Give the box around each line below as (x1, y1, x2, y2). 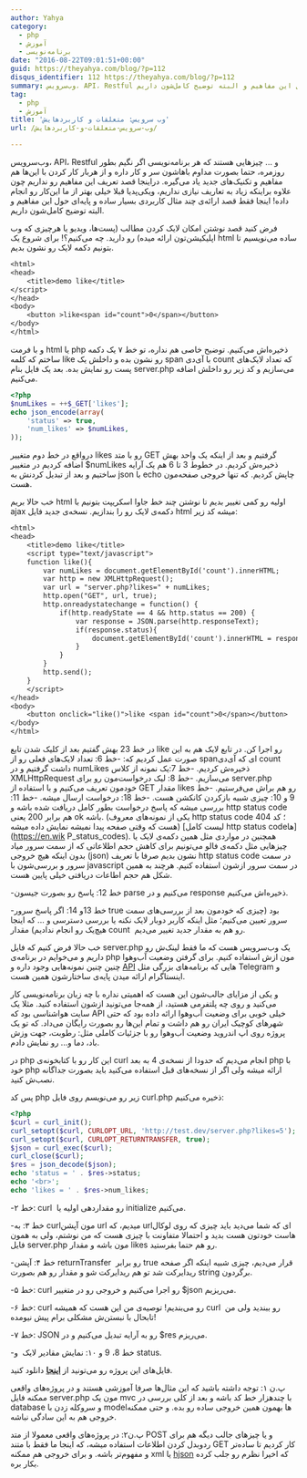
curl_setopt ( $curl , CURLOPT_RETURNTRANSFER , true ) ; (10, 1134, 210, 1144)
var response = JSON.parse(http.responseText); (75, 616, 260, 625)
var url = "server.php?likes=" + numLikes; (43, 583, 210, 593)
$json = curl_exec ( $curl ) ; (10, 1143, 113, 1152)
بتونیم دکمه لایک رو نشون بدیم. (10, 243, 115, 253)
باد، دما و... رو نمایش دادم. (10, 1037, 100, 1048)
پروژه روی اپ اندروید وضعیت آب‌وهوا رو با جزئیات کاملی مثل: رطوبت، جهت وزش (10, 1028, 286, 1038)
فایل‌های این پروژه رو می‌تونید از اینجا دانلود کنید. (10, 1364, 173, 1375)
